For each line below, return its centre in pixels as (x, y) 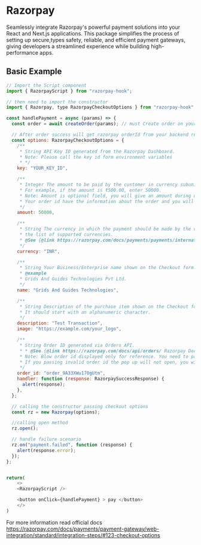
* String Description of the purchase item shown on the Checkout (104, 306)
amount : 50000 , (36, 213)
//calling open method (40, 423)
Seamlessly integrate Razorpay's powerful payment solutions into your (93, 27)
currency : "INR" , (39, 251)
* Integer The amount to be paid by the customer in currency (99, 184)
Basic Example (34, 72)
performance (22, 52)
